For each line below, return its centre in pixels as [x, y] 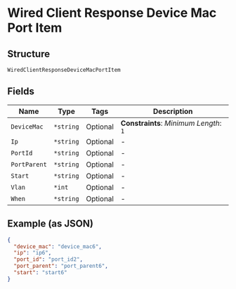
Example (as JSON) [50, 224]
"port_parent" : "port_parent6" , [61, 266]
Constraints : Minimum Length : [171, 123]
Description [173, 111]
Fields [21, 92]
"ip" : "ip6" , [33, 253]
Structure [29, 54]
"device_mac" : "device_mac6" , [58, 246]
